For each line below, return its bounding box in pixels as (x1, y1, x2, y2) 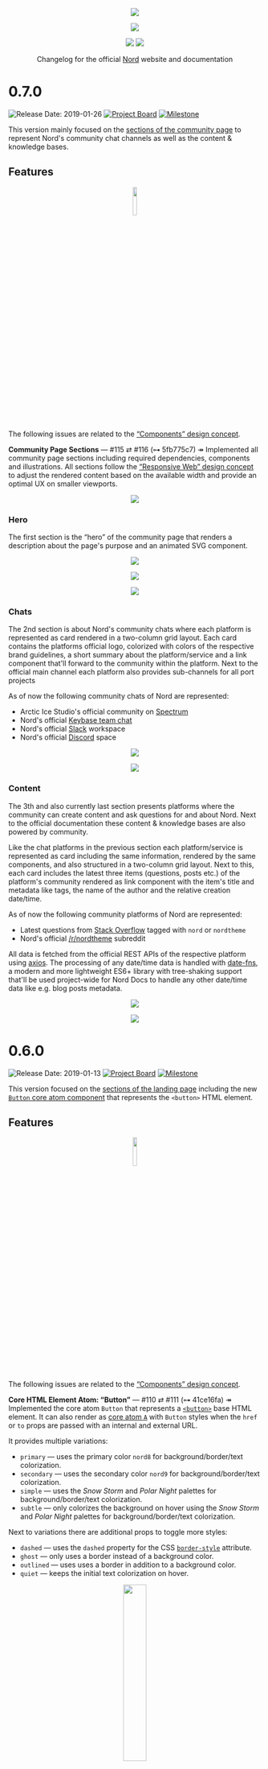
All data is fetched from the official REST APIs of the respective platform (8, 949, 246, 959)
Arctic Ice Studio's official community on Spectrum (19, 707, 189, 716)
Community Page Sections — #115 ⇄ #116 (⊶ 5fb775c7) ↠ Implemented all (8, 444, 258, 454)
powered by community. (8, 827, 88, 836)
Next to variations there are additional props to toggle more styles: (8, 1528, 228, 1537)
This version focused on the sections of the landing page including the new (8, 1083, 258, 1094)
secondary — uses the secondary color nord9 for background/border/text (19, 1469, 261, 1478)
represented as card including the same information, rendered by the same (8, 851, 257, 860)
